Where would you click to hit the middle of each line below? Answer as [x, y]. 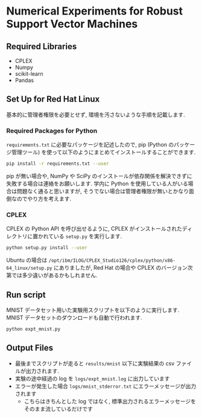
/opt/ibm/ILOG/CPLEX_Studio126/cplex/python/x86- [112, 261]
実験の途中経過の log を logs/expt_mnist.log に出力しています [92, 378]
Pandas [24, 80]
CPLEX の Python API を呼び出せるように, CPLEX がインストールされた [94, 229]
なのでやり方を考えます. [41, 199]
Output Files [30, 348]
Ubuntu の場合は [27, 260]
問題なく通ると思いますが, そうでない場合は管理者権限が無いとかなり [103, 191]
